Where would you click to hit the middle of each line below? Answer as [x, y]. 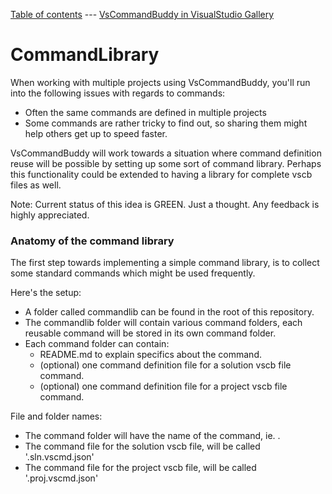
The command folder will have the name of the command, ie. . [152, 436]
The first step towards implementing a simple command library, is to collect [165, 263]
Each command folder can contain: [97, 344]
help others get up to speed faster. [96, 133]
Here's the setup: [46, 293]
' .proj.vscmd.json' [61, 478]
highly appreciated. [50, 215]
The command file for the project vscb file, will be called [140, 468]
